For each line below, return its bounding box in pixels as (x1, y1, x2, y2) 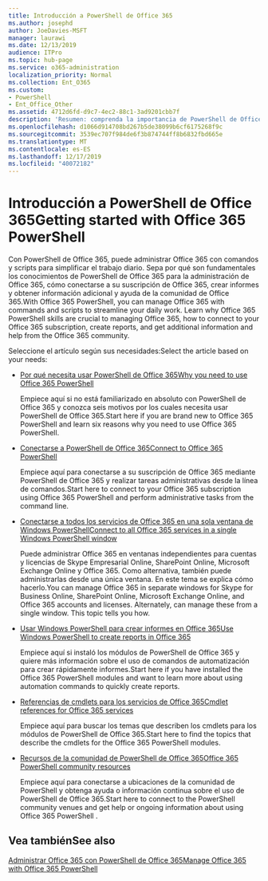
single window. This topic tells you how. (19, 608, 150, 618)
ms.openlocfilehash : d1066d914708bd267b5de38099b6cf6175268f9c (8, 123, 223, 131)
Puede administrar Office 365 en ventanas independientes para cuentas (19, 549, 257, 559)
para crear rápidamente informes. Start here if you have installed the (19, 665, 243, 675)
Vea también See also (8, 834, 116, 848)
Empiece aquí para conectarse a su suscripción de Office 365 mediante (19, 467, 256, 477)
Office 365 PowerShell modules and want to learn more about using (19, 673, 243, 682)
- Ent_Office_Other (8, 100, 73, 108)
